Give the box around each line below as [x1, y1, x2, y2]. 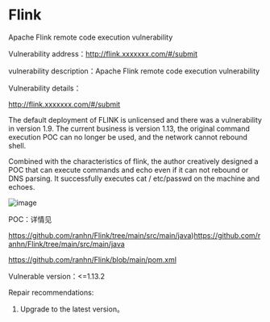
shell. [8, 140, 27, 150]
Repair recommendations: [8, 287, 94, 297]
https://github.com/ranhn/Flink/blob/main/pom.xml [8, 254, 177, 264]
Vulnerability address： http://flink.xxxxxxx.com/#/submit [8, 48, 197, 58]
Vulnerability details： [8, 83, 81, 93]
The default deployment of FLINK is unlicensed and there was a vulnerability [8, 115, 262, 124]
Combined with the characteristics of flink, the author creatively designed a [8, 156, 259, 166]
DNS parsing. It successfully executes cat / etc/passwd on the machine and [8, 174, 260, 183]
